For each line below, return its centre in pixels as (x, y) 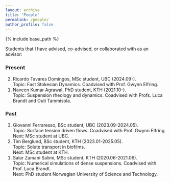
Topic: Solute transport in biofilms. (49, 147)
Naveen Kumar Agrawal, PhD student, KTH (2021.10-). (69, 90)
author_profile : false (29, 24)
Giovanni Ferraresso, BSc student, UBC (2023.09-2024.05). (76, 125)
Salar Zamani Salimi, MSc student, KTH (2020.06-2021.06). (75, 157)
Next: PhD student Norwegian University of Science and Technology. (85, 174)
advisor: (14, 54)
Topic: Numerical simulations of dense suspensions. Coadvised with (84, 163)
